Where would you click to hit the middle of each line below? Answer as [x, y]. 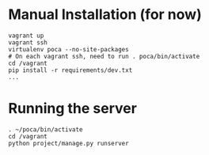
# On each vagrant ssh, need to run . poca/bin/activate [104, 56]
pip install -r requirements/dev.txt [70, 70]
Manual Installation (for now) [105, 15]
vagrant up [26, 36]
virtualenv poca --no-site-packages [68, 49]
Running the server [72, 109]
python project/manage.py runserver [68, 143]
